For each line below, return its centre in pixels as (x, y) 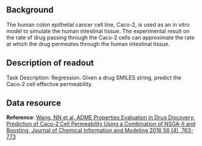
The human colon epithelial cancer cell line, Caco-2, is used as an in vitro (98, 24)
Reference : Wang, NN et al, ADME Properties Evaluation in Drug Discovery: (101, 118)
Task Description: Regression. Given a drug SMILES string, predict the (94, 78)
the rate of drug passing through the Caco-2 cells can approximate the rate (100, 37)
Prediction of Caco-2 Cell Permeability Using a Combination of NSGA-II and (101, 124)
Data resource (34, 103)
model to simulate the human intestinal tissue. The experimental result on (98, 31)
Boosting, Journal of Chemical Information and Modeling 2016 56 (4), (93, 130)
